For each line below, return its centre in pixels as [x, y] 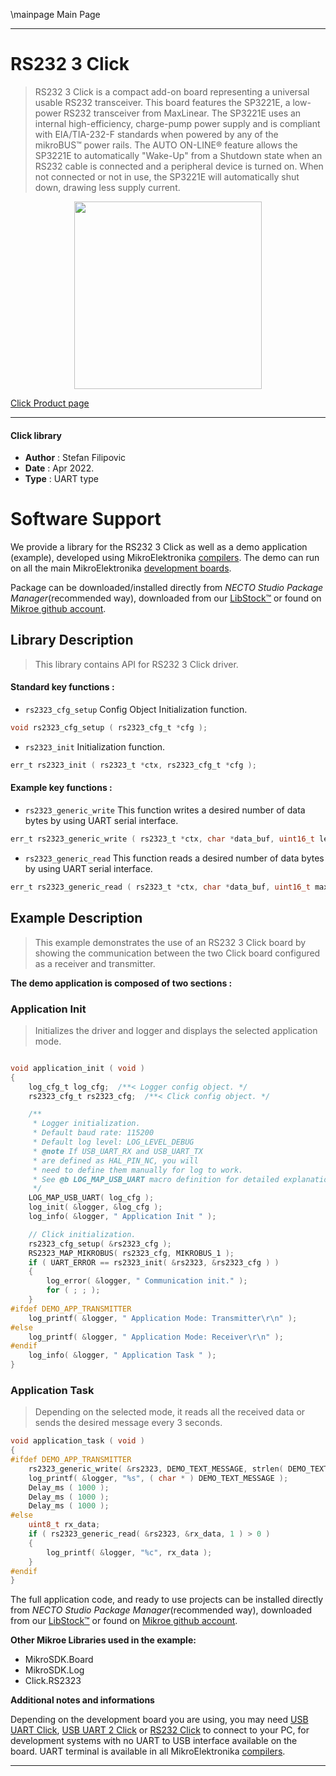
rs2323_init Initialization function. [95, 746]
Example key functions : [61, 788]
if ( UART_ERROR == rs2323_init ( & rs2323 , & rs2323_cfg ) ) [154, 1262]
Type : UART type [62, 479]
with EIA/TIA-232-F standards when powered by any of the [156, 134]
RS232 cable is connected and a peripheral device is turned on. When [179, 166]
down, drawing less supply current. [107, 187]
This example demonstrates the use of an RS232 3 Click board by [170, 942]
